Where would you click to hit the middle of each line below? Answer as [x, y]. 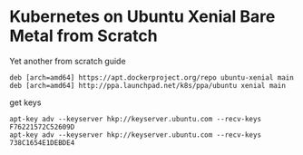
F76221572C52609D [42, 127]
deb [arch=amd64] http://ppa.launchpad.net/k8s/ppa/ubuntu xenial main [147, 85]
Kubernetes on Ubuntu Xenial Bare [142, 17]
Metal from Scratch [83, 36]
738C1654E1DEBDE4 [42, 142]
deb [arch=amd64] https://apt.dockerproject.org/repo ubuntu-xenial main [152, 77]
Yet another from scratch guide [68, 61]
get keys [25, 102]
